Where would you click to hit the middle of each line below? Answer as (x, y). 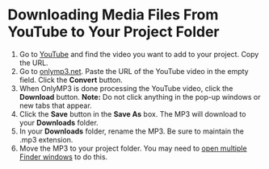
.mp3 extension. (46, 139)
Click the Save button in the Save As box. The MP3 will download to (132, 113)
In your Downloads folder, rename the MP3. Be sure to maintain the (131, 131)
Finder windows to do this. (63, 157)
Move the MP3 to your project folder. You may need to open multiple (133, 148)
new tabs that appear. (55, 105)
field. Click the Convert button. (71, 80)
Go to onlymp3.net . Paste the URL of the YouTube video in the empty (134, 71)
